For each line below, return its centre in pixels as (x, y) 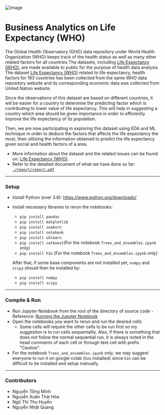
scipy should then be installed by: (46, 268)
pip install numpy (38, 278)
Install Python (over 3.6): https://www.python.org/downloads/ (74, 198)
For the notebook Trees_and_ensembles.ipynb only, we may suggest (80, 353)
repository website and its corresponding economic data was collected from (82, 83)
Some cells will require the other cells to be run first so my (78, 327)
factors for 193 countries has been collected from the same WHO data (76, 78)
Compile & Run (23, 300)
